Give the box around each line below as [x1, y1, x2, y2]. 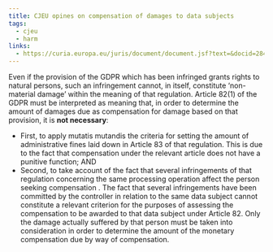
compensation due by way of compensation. [19, 235, 170, 244]
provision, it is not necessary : [8, 115, 109, 124]
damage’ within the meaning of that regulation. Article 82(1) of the [37, 89, 258, 98]
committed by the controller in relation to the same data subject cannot [19, 192, 258, 201]
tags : [8, 20, 27, 28]
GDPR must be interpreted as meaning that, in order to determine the [8, 98, 240, 107]
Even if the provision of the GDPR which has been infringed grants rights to [8, 72, 260, 81]
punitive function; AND [19, 157, 97, 167]
